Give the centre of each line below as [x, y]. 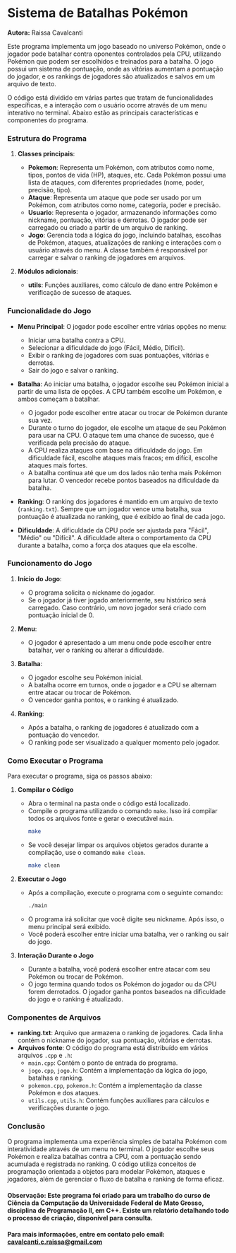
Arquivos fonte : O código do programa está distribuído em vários [113, 1048]
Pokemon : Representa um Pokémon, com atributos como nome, [121, 168]
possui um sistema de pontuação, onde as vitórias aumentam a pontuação [115, 69]
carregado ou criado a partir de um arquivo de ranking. [108, 228]
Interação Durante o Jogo [55, 955]
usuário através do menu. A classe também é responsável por [118, 250]
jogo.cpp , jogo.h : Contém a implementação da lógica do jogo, [118, 1071]
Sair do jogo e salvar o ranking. [73, 370]
